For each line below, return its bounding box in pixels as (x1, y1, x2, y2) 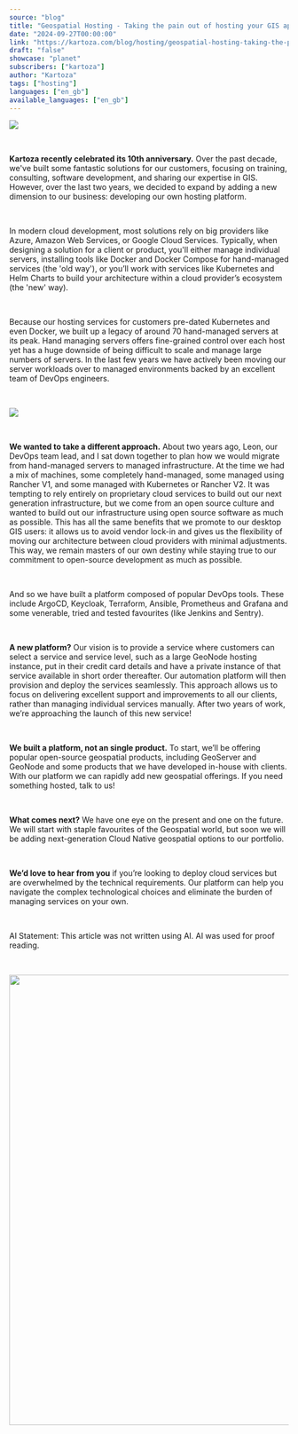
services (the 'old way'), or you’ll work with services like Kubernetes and (9, 264, 275, 274)
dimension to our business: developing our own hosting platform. (9, 192, 247, 202)
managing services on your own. (9, 896, 129, 907)
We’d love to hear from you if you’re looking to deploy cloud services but (9, 868, 278, 879)
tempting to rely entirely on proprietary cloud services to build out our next (9, 489, 282, 500)
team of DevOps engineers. (9, 374, 110, 384)
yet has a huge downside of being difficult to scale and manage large (9, 345, 262, 356)
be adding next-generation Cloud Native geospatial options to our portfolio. (9, 833, 285, 844)
